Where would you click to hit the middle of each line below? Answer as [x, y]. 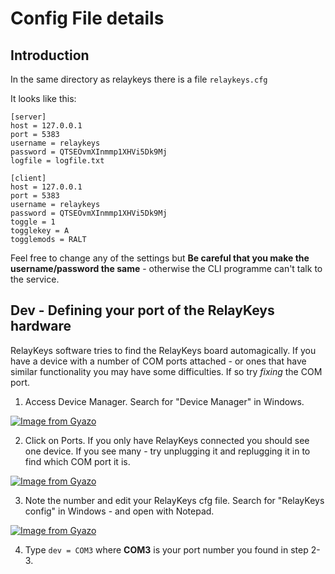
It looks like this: [43, 98]
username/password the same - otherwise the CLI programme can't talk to [166, 268]
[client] [28, 178]
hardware [41, 326]
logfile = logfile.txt [57, 161]
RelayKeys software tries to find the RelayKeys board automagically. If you [163, 350]
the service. [35, 279]
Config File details [87, 18]
